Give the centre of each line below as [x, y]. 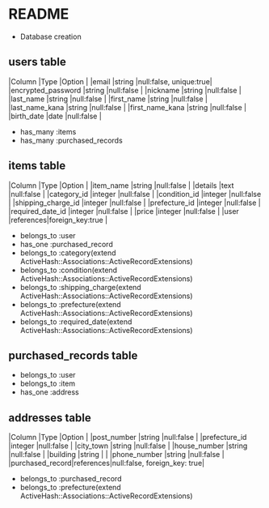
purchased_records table [73, 355]
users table [38, 62]
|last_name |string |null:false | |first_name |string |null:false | [108, 99]
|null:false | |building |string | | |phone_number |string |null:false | [116, 455]
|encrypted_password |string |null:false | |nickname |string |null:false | [125, 90]
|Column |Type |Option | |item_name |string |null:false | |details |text [121, 185]
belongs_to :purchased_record [71, 479]
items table [37, 166]
